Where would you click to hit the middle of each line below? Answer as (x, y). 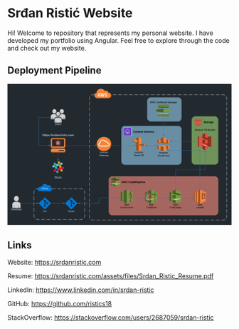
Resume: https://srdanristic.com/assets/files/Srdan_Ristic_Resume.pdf (111, 276)
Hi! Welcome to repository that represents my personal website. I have (110, 33)
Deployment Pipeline (54, 70)
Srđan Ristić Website (70, 13)
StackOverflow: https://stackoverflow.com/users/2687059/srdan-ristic (111, 318)
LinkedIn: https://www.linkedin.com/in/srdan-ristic (81, 290)
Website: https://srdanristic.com (54, 263)
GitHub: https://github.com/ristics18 (60, 304)
